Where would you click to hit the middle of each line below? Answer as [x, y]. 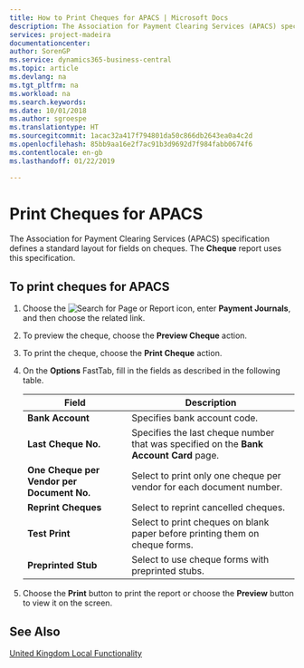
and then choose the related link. [84, 318]
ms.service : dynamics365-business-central [90, 60]
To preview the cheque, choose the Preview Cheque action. [134, 335]
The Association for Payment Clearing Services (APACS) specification [139, 239]
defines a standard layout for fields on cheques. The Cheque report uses [146, 248]
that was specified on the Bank [197, 444]
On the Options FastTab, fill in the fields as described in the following [151, 371]
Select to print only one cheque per [206, 476]
